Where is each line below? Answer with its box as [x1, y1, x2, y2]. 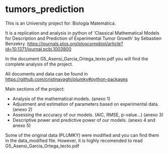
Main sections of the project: [5, 86, 65, 92]
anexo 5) [12, 122, 31, 128]
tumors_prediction [5, 4, 85, 15]
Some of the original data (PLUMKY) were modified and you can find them [5, 132, 159, 138]
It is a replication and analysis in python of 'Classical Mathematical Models [5, 30, 159, 36]
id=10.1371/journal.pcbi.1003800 [5, 46, 72, 52]
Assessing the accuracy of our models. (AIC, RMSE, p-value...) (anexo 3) [12, 112, 163, 118]
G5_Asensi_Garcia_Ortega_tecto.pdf [5, 142, 79, 149]
